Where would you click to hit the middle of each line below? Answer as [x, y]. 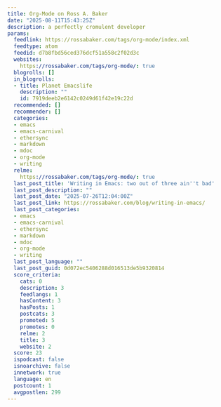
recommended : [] [37, 105]
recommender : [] [37, 112]
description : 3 [42, 288]
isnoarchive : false [42, 366]
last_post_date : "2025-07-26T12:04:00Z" [73, 196]
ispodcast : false [39, 360]
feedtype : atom [36, 46]
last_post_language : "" [48, 262]
